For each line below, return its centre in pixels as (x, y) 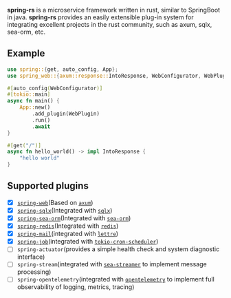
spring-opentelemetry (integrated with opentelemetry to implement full (115, 279)
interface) (31, 257)
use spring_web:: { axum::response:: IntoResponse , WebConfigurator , (104, 76)
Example (26, 53)
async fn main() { (33, 101)
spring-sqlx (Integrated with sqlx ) (65, 210)
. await (41, 127)
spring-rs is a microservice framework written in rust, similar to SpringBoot (114, 10)
